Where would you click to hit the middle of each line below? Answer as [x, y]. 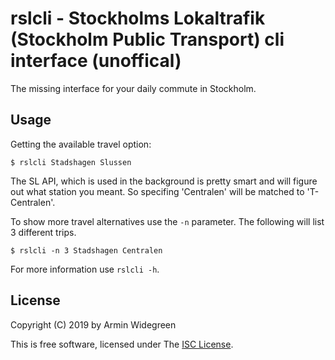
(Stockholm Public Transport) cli [147, 39]
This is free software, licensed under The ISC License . [122, 344]
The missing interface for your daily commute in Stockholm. [133, 88]
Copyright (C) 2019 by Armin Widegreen [93, 324]
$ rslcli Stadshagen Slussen [71, 162]
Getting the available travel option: [81, 144]
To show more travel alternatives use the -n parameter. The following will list [167, 221]
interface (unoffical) [96, 61]
